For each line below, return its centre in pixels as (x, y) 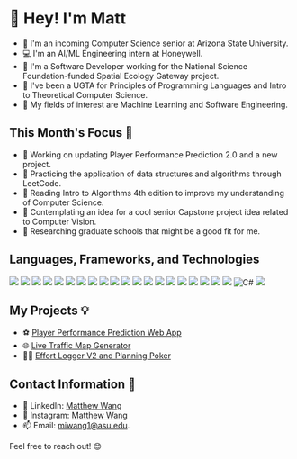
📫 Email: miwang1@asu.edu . (76, 426)
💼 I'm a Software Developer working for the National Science (135, 66)
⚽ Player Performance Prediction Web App (102, 333)
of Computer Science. (63, 202)
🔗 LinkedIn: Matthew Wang (72, 406)
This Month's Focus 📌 (71, 133)
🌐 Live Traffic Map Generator (76, 346)
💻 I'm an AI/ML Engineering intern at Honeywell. (112, 53)
